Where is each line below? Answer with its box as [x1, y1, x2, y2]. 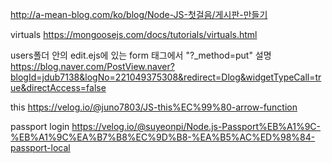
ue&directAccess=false [10, 82, 107, 93]
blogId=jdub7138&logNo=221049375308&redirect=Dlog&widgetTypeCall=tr [10, 71, 322, 83]
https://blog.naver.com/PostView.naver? [10, 61, 175, 72]
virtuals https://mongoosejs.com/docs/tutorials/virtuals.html [10, 29, 258, 40]
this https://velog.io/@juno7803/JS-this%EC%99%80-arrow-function [10, 101, 298, 113]
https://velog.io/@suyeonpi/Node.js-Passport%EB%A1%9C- [71, 121, 322, 132]
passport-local [10, 142, 71, 153]
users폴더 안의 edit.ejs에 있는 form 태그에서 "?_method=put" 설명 [10, 49, 272, 61]
